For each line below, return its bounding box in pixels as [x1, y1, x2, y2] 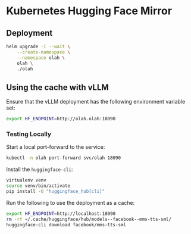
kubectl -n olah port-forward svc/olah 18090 [6, 155, 121, 161]
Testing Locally [6, 130, 52, 138]
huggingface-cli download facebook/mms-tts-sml [6, 221, 127, 227]
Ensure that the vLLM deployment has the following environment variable [6, 98, 186, 105]
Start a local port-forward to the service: [6, 143, 105, 151]
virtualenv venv [6, 177, 46, 183]
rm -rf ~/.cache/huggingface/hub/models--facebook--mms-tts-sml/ [6, 216, 171, 222]
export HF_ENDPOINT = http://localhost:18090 [6, 210, 116, 217]
